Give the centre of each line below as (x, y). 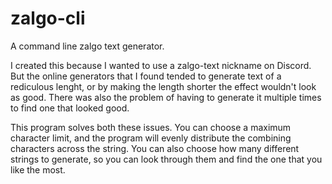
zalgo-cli (48, 18)
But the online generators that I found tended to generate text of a (146, 76)
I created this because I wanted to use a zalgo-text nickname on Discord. (161, 65)
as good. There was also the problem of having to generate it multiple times (166, 97)
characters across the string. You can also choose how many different (155, 148)
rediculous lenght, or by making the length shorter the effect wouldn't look (163, 86)
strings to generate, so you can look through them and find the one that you (166, 159)
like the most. (38, 169)
